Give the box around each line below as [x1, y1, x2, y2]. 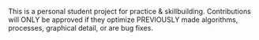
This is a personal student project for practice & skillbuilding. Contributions [8, 7, 251, 16]
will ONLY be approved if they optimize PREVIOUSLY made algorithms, [8, 15, 238, 24]
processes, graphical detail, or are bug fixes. [8, 24, 154, 32]
